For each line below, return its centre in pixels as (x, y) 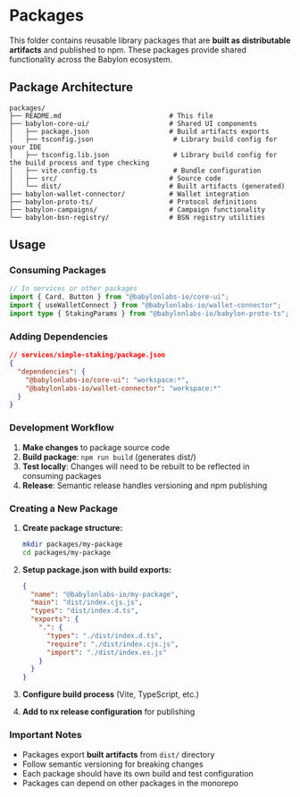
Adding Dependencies (59, 336)
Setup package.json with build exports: (97, 569)
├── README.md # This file (112, 116)
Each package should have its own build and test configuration (138, 773)
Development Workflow (62, 428)
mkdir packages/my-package (72, 544)
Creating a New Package (64, 508)
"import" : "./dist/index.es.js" (106, 652)
